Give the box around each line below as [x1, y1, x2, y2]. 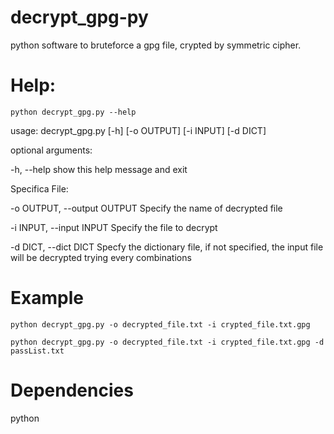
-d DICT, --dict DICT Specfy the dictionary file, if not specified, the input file [10, 241, 324, 253]
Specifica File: [10, 182, 69, 195]
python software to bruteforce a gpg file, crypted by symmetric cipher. [10, 39, 302, 51]
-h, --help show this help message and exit [10, 163, 188, 175]
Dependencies [10, 379, 134, 401]
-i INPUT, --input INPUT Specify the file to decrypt [10, 221, 218, 233]
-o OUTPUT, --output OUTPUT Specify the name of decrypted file [10, 202, 283, 214]
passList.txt [10, 346, 65, 356]
